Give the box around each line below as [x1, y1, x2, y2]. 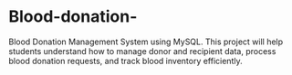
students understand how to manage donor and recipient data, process [8, 45, 276, 56]
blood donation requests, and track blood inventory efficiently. [8, 55, 243, 66]
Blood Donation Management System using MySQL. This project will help [8, 36, 284, 47]
